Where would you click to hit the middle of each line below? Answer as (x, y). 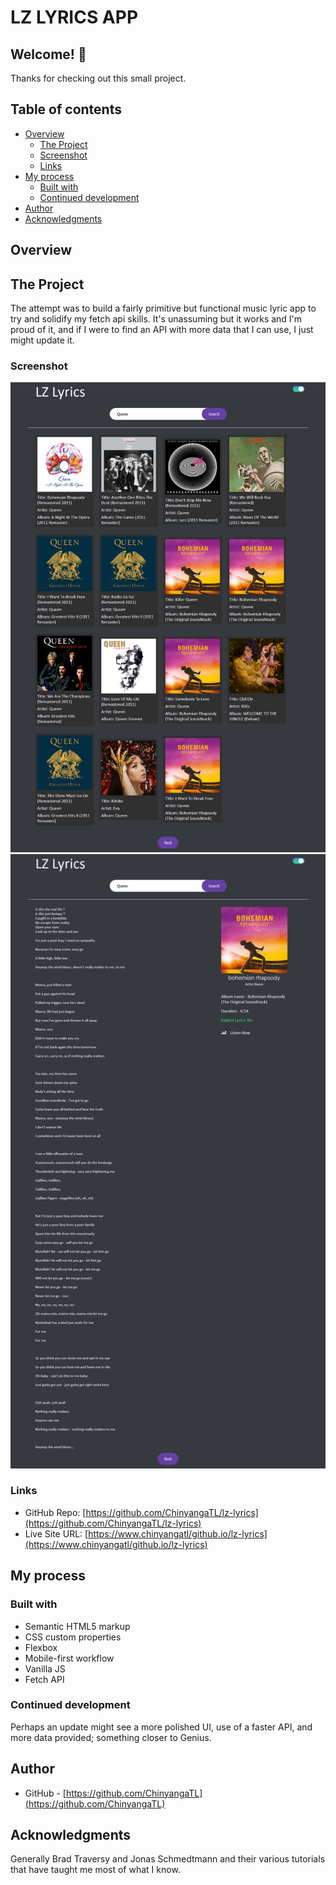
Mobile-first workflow (69, 1658)
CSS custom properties (73, 1637)
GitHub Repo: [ (55, 1512)
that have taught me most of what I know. (95, 1870)
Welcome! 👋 (48, 54)
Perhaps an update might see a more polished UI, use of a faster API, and (161, 1727)
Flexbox (41, 1647)
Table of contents (66, 109)
